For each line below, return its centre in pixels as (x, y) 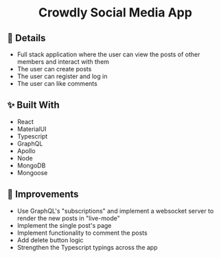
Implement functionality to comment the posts (82, 233)
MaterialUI (32, 129)
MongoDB (31, 165)
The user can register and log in (62, 76)
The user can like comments (57, 83)
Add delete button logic (50, 240)
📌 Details (26, 38)
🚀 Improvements (43, 195)
